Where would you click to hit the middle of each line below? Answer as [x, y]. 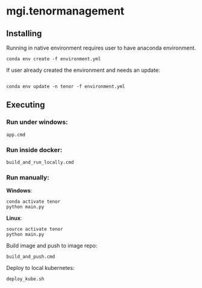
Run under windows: [37, 122]
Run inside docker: [34, 150]
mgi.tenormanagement [65, 11]
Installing [24, 34]
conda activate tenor [33, 202]
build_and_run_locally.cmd [40, 162]
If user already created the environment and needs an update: [83, 70]
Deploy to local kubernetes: [40, 268]
